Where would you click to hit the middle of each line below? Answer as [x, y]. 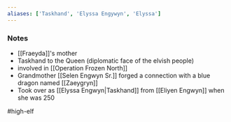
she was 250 [36, 98]
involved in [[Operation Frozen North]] [72, 68]
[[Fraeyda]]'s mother [47, 53]
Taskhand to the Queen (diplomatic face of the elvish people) [106, 61]
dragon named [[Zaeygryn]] [57, 83]
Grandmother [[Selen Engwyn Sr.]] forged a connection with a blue [114, 75]
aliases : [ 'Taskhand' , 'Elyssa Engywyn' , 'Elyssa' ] [84, 14]
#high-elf [21, 111]
